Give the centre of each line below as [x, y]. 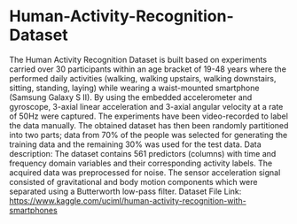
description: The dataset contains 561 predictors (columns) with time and [143, 153]
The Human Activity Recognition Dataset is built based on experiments [138, 59]
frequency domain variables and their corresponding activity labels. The [141, 163]
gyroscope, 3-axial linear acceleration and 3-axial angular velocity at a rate [146, 106]
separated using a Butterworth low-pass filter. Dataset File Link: [125, 191]
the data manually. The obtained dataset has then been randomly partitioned [149, 125]
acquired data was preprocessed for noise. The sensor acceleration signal [145, 172]
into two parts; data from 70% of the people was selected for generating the [148, 135]
